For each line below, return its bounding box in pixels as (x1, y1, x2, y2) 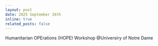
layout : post (5, 7, 32, 12)
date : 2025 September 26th (5, 12, 61, 17)
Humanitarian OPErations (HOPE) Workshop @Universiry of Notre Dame (5, 35, 154, 41)
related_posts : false (5, 21, 50, 26)
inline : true (5, 16, 32, 21)
